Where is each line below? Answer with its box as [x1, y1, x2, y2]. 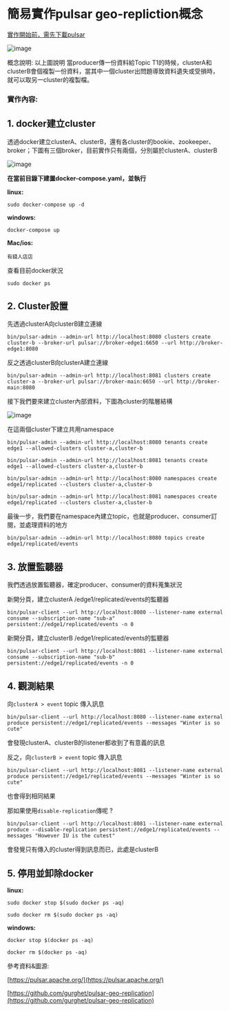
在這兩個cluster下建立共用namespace [7, 425, 114, 434]
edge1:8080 [7, 346, 39, 353]
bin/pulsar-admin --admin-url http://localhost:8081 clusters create [7, 373, 211, 379]
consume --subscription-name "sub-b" [7, 654, 116, 661]
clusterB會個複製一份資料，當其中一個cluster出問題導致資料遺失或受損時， [7, 67, 219, 75]
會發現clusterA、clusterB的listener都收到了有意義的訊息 [7, 738, 165, 747]
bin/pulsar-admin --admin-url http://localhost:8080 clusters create [7, 333, 211, 341]
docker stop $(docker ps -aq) [7, 937, 94, 944]
